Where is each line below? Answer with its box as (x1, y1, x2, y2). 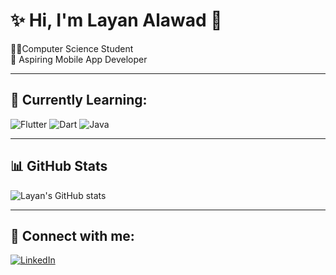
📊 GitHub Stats (10, 158, 108, 175)
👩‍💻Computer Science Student (10, 42, 134, 54)
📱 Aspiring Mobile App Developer (10, 53, 148, 65)
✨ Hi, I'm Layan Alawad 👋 (10, 9, 223, 32)
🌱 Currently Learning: (10, 92, 148, 109)
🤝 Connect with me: (10, 227, 135, 244)
